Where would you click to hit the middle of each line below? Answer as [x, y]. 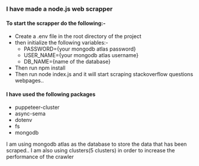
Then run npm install [40, 68]
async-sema [30, 114]
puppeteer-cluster [37, 107]
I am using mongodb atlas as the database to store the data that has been [97, 144]
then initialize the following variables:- [61, 43]
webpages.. [29, 81]
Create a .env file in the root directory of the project [78, 36]
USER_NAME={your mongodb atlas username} [81, 55]
